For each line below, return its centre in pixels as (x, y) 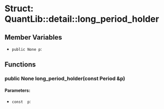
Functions (20, 65)
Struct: (19, 9)
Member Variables (33, 37)
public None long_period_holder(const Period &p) (65, 78)
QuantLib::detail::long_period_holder (82, 19)
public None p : (27, 49)
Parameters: (17, 90)
